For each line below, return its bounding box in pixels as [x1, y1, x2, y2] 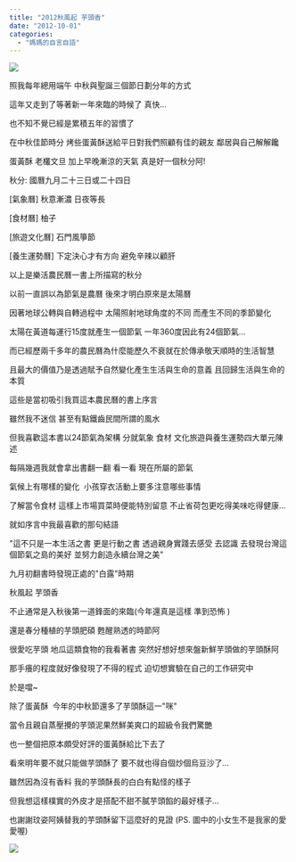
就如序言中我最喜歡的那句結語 [9, 519, 119, 530]
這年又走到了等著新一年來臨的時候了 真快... [9, 99, 168, 110]
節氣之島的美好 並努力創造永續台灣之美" [16, 549, 164, 560]
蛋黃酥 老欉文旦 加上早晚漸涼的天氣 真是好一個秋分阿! [9, 156, 206, 167]
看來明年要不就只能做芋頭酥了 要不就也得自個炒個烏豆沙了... [9, 758, 230, 768]
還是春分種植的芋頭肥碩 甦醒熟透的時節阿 [9, 625, 160, 636]
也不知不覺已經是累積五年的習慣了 [9, 118, 135, 129]
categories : [9, 29, 53, 38]
